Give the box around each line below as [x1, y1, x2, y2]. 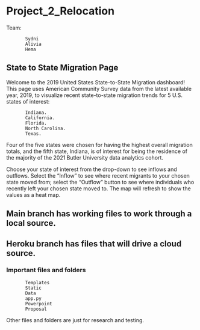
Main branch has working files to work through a [6, 209, 192, 219]
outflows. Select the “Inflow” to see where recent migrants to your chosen [6, 172, 190, 179]
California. [25, 114, 55, 121]
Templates [25, 279, 50, 285]
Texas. [25, 131, 42, 137]
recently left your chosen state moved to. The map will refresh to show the [6, 185, 191, 192]
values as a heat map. [6, 191, 61, 198]
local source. [6, 218, 56, 228]
